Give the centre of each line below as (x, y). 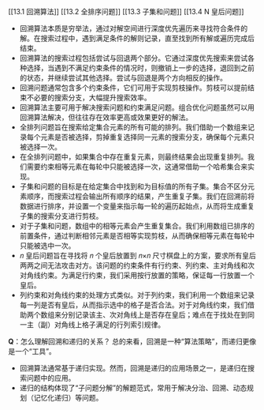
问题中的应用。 (51, 378)
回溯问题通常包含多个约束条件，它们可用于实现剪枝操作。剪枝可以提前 (134, 88)
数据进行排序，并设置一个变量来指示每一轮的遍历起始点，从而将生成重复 (137, 206)
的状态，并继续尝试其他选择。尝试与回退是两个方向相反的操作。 (123, 78)
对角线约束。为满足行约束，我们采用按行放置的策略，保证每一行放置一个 (137, 275)
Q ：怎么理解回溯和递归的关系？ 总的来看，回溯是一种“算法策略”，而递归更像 (132, 341)
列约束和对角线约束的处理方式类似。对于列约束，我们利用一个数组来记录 (137, 295)
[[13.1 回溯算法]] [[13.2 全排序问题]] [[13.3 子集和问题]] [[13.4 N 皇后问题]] (126, 11)
